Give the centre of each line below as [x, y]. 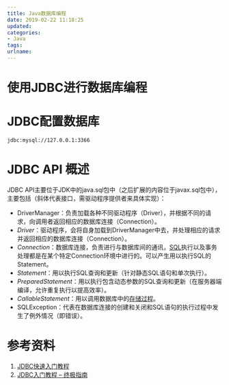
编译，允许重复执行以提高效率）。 [64, 290]
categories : [24, 33]
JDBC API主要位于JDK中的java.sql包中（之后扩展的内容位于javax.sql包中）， [114, 190]
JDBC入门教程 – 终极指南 [52, 375]
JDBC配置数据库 [53, 122]
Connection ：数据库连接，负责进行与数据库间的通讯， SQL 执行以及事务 [117, 247]
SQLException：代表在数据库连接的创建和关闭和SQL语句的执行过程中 [115, 307]
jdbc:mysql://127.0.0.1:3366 [49, 140]
